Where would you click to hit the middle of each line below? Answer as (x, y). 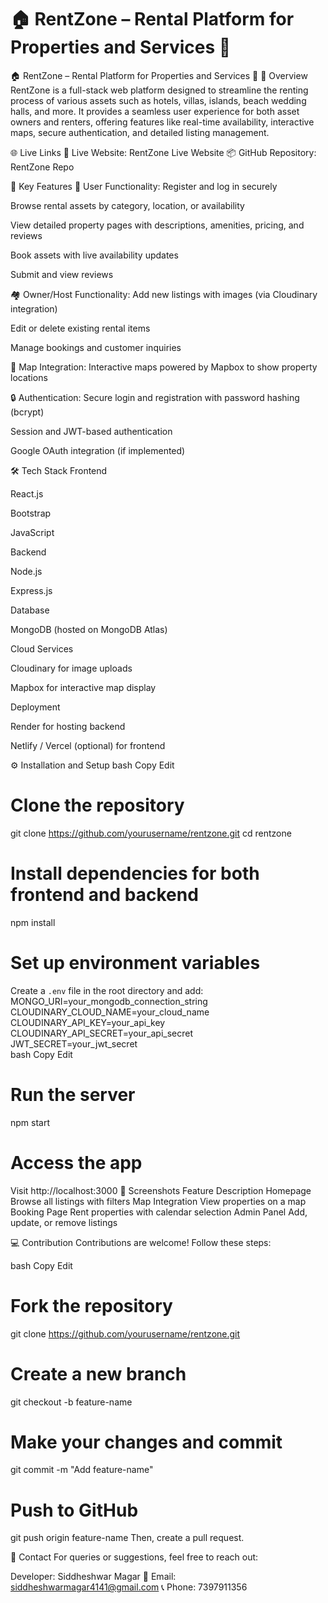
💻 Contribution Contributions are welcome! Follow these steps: (141, 1242)
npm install (33, 922)
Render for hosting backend (68, 726)
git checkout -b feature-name (71, 1402)
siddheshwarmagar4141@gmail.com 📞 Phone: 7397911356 (129, 1587)
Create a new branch (98, 1373)
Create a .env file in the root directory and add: (107, 990)
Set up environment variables (135, 963)
